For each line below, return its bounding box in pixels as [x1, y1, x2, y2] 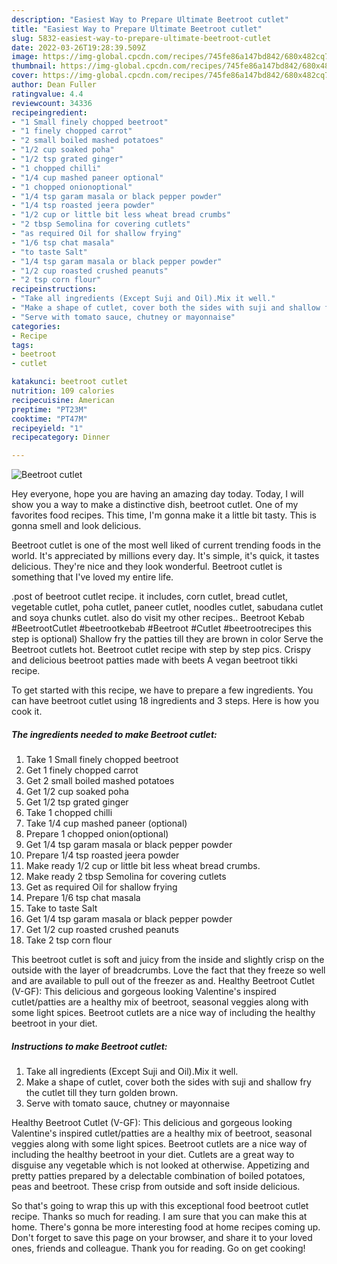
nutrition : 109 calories [11, 386, 115, 396]
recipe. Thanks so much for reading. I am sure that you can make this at [11, 1211, 308, 1223]
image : [11, 52, 39, 62]
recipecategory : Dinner [11, 432, 111, 443]
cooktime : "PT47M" [11, 414, 88, 424]
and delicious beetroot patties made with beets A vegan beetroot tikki [11, 654, 298, 666]
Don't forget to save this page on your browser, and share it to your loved [11, 1232, 313, 1244]
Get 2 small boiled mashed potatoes [25, 775, 175, 787]
